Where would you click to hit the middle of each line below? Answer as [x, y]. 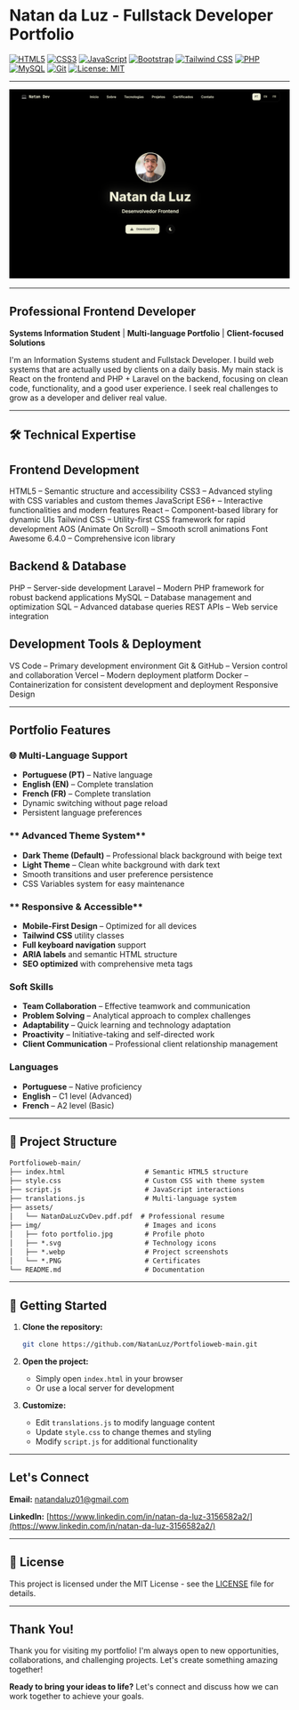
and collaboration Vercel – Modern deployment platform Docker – [129, 675]
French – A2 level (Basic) [68, 1105]
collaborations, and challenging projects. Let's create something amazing [144, 1660]
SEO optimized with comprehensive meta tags [107, 964]
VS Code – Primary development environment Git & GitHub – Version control [148, 665]
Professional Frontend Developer [103, 312]
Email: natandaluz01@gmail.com [69, 1499]
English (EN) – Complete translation [88, 785]
